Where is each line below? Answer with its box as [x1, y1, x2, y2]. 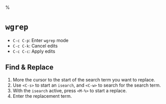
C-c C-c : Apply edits [12, 48, 55, 54]
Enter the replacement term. [12, 93, 73, 99]
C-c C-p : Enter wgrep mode [12, 37, 69, 43]
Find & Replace [5, 63, 54, 72]
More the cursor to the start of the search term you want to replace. [12, 76, 155, 82]
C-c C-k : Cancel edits [12, 43, 58, 49]
